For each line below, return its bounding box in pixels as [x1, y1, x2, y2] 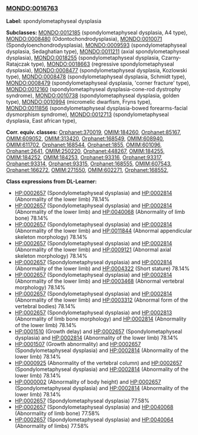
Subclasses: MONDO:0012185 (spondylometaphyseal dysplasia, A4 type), [6, 29, 188, 36]
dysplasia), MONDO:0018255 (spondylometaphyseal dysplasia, [6, 55, 161, 62]
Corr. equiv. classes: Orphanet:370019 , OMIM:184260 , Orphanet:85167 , [6, 129, 181, 136]
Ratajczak [6, 60, 30, 68]
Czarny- [161, 55, 181, 62]
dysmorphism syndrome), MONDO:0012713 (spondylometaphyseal [6, 111, 170, 118]
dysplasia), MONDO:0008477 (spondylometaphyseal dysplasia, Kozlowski [6, 67, 187, 74]
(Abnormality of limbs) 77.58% [14, 423, 89, 430]
